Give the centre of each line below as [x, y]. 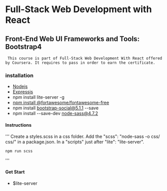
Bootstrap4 [24, 47]
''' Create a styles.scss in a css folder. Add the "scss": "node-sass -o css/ [83, 136]
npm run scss [19, 151]
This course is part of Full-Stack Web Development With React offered [85, 58]
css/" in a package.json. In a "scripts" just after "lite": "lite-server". [75, 142]
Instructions [19, 125]
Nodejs [20, 87]
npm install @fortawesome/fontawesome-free [61, 103]
